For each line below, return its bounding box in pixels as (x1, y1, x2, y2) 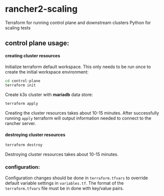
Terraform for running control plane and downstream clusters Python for (5, 20, 151, 25)
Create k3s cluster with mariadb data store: (5, 92, 93, 98)
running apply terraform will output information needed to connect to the (5, 115, 152, 121)
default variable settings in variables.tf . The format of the (5, 180, 124, 186)
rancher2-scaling (5, 3, 78, 15)
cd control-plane (5, 78, 41, 83)
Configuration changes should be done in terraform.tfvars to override (5, 175, 148, 181)
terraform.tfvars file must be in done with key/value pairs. (5, 185, 124, 191)
